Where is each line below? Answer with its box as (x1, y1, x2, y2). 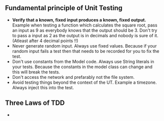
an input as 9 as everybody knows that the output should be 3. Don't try (12, 27, 158, 33)
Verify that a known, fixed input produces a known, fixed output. (12, 17, 146, 23)
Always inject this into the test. (12, 84, 74, 90)
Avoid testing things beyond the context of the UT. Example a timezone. (12, 79, 157, 85)
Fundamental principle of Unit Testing (5, 4, 123, 12)
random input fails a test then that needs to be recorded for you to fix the (12, 48, 160, 54)
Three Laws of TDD (5, 99, 65, 107)
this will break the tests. (12, 69, 60, 75)
